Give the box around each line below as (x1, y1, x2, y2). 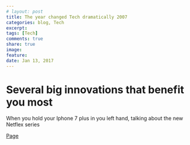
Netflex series (6, 121, 40, 128)
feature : (6, 52, 28, 58)
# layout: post (6, 8, 44, 15)
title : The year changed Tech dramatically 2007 (6, 14, 128, 20)
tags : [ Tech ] (6, 31, 38, 36)
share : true (6, 42, 35, 48)
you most (6, 95, 53, 109)
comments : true (6, 36, 44, 42)
